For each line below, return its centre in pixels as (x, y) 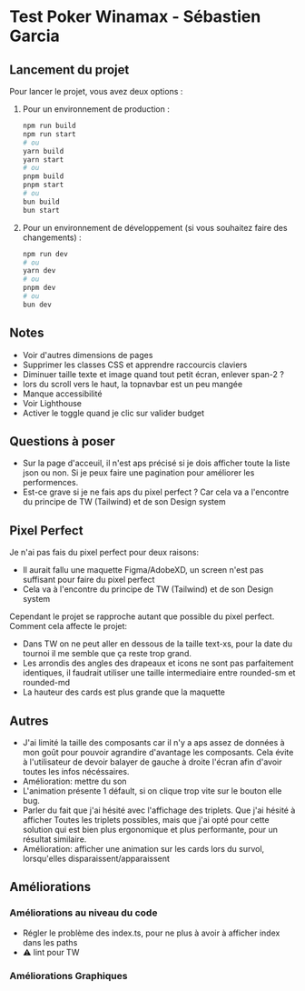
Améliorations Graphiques (69, 976)
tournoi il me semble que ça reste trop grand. (107, 654)
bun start (41, 210)
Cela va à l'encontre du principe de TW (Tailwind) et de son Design (148, 589)
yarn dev (39, 271)
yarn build (43, 151)
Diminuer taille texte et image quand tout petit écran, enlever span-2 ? (153, 374)
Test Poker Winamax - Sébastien (135, 17)
